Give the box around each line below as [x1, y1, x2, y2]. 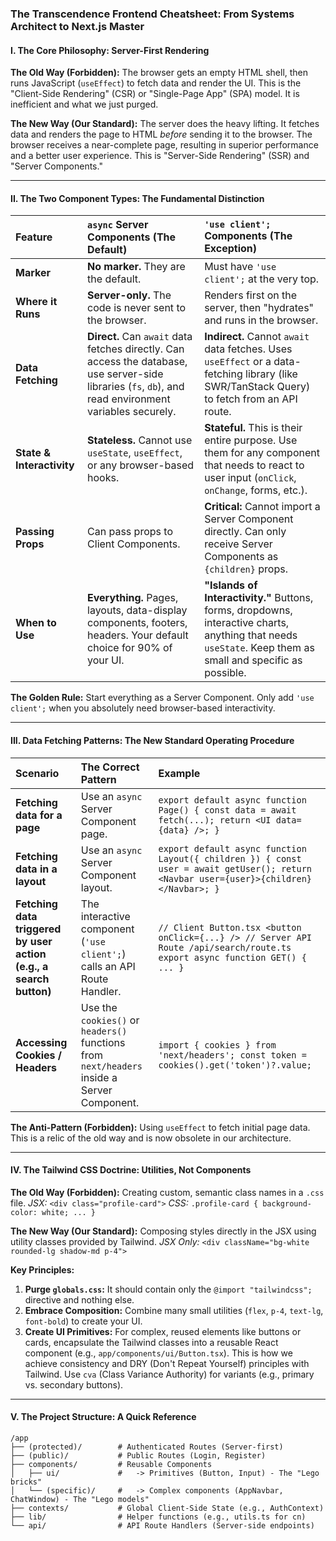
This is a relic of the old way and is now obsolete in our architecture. [10, 1132, 292, 1144]
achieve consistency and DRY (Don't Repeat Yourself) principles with [24, 1357, 310, 1369]
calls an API [80, 959, 136, 973]
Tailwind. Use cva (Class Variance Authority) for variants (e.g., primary [24, 1368, 315, 1380]
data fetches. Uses [204, 342, 293, 356]
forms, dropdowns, [204, 603, 293, 617]
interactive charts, [204, 616, 290, 630]
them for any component [204, 446, 320, 460]
